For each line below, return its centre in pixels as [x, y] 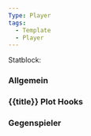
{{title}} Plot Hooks [45, 102]
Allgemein [28, 81]
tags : [17, 23]
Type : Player [30, 15]
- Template [33, 30]
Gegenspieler [35, 123]
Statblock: [25, 60]
